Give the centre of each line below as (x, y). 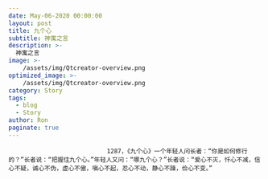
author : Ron (28, 120)
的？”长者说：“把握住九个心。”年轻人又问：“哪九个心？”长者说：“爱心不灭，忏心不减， (132, 160)
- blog (27, 105)
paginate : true (34, 128)
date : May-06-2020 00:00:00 (56, 16)
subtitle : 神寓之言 (39, 38)
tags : (17, 98)
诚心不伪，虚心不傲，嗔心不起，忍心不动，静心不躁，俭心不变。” (122, 168)
